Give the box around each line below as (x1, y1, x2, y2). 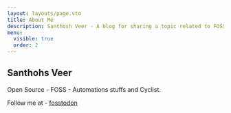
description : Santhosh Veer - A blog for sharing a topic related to (7, 23, 211, 29)
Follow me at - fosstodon (7, 99, 78, 107)
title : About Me (7, 16, 54, 23)
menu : (7, 29, 23, 36)
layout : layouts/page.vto (7, 10, 81, 17)
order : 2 (13, 42, 38, 49)
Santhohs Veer (7, 67, 72, 79)
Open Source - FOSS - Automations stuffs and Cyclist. (7, 85, 162, 93)
